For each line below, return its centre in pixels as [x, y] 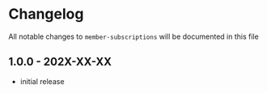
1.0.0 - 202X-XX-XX [60, 62]
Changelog [46, 14]
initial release [42, 81]
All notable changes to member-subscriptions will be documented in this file [133, 36]
